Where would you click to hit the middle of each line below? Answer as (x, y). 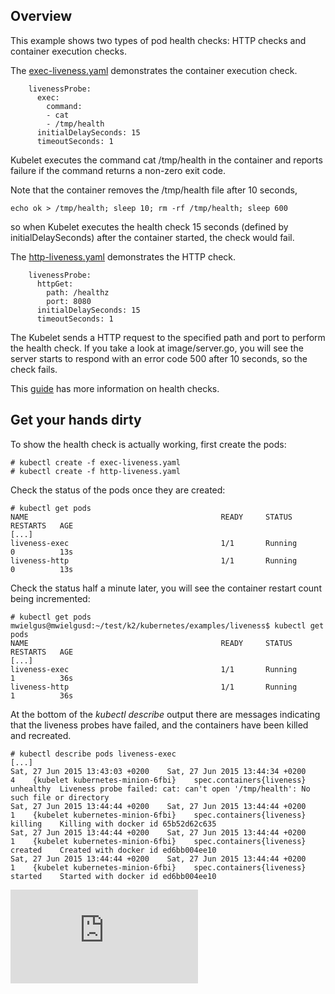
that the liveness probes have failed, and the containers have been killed (159, 725)
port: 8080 (69, 301)
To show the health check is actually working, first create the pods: (148, 444)
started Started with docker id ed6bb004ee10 (113, 876)
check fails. (34, 369)
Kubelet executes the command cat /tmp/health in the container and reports (166, 160)
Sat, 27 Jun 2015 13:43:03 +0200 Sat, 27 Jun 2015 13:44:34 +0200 (158, 771)
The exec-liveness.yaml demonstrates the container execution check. (154, 70)
